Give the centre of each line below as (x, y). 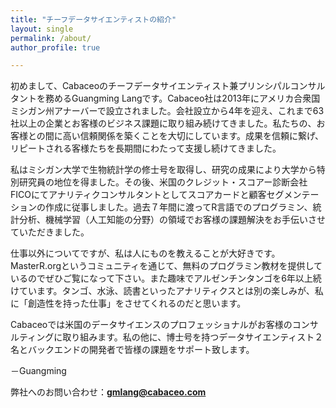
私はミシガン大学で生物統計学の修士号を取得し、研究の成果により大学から (163, 170)
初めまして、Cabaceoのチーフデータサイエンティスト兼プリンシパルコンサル (168, 86)
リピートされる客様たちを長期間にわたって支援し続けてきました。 (146, 148)
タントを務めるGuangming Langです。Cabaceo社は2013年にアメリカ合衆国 (165, 98)
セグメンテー (293, 195)
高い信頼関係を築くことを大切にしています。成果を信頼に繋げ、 (193, 136)
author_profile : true (55, 47)
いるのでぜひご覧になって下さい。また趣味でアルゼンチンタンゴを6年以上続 (166, 278)
